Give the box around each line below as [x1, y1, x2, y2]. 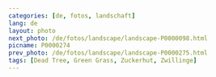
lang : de [8, 19, 38, 27]
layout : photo [8, 26, 57, 34]
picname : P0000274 [8, 42, 70, 50]
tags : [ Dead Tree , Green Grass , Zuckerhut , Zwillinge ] [8, 57, 197, 65]
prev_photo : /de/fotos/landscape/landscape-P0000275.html [8, 49, 208, 57]
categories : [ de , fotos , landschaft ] [8, 11, 136, 20]
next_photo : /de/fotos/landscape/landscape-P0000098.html [8, 34, 208, 43]
